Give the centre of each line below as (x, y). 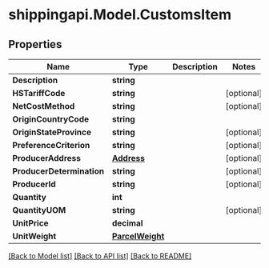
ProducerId (34, 184)
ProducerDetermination (58, 171)
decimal (127, 223)
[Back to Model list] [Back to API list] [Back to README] (100, 256)
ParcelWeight (138, 236)
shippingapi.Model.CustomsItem (120, 15)
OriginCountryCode (51, 119)
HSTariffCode (39, 93)
